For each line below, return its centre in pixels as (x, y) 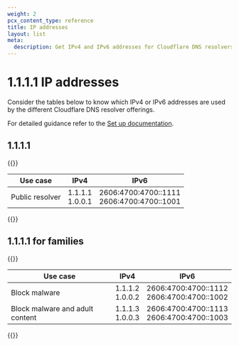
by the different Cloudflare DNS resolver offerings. (81, 109)
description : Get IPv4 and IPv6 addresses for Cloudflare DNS (108, 47)
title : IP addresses (38, 27)
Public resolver (36, 196)
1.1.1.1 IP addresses (63, 82)
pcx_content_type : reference (51, 21)
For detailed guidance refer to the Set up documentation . (91, 123)
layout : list (27, 34)
